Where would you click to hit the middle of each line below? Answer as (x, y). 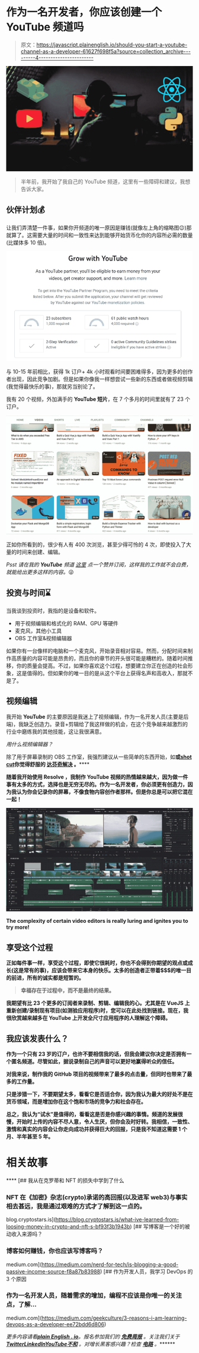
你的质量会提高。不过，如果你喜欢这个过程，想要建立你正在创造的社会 (102, 665)
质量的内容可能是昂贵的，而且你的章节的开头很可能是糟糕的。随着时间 (102, 658)
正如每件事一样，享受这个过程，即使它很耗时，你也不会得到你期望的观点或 (97, 963)
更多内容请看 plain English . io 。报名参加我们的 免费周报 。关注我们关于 (93, 1336)
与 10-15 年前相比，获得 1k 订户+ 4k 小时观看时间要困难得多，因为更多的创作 (99, 371)
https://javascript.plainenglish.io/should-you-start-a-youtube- (112, 45)
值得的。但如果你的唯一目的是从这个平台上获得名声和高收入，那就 (107, 673)
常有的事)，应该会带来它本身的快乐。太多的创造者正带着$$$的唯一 (105, 970)
